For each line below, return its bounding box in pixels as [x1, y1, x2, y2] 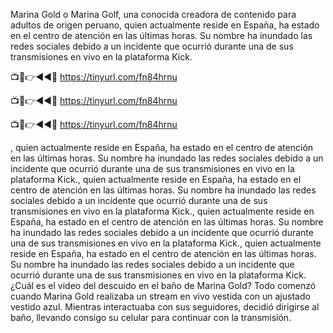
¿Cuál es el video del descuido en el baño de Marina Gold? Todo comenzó [10, 280, 317, 291]
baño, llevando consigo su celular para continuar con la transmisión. [10, 312, 292, 323]
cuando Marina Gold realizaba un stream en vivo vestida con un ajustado [10, 290, 311, 302]
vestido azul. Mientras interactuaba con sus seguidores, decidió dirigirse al [10, 301, 320, 313]
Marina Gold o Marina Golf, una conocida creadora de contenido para [10, 9, 297, 20]
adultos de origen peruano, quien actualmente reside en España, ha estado [10, 19, 320, 31]
